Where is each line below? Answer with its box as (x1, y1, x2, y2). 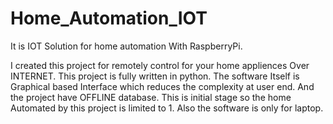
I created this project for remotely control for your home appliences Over (10, 59, 310, 71)
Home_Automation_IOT (10, 7, 208, 30)
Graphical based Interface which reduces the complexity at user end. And (10, 80, 315, 92)
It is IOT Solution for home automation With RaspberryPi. (10, 40, 243, 52)
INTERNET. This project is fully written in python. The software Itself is (10, 70, 300, 82)
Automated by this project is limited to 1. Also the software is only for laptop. (10, 102, 324, 114)
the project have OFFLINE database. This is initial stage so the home (10, 91, 292, 103)
